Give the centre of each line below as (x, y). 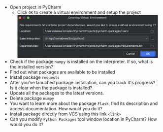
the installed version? (31, 66)
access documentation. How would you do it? (56, 108)
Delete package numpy (32, 98)
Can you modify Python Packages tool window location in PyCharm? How (83, 119)
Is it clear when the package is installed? (51, 88)
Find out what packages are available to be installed (63, 72)
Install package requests (35, 77)
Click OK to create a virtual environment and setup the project (79, 12)
